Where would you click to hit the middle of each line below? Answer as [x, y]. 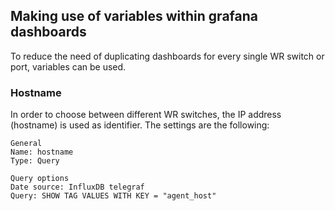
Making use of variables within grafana [134, 16]
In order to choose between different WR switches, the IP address [146, 115]
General [26, 144]
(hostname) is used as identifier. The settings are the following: [140, 125]
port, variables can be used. [68, 66]
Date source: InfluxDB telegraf [77, 187]
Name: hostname [42, 152]
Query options [40, 179]
